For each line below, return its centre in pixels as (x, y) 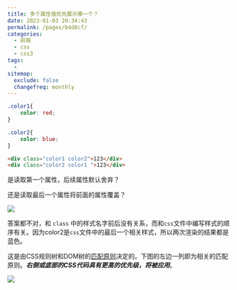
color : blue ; (39, 139)
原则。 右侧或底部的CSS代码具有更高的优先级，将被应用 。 (92, 265)
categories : (25, 34)
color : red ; (38, 113)
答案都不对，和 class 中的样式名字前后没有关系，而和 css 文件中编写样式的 (116, 223)
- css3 (23, 54)
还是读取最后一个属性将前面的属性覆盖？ (67, 195)
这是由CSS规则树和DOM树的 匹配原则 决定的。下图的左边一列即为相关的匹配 (118, 257)
